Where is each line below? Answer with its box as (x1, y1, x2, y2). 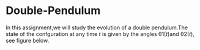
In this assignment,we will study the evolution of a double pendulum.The (6, 24, 188, 31)
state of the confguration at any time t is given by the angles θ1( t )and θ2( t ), (6, 30, 195, 37)
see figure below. (6, 37, 50, 44)
